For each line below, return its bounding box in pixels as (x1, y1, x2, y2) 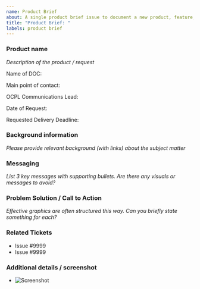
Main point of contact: (6, 81, 61, 89)
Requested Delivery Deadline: (6, 116, 79, 123)
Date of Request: (6, 105, 48, 112)
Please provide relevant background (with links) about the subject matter (6, 144, 186, 152)
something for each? (6, 213, 57, 221)
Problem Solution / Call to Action (6, 194, 102, 202)
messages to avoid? (6, 179, 55, 186)
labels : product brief (6, 25, 62, 32)
